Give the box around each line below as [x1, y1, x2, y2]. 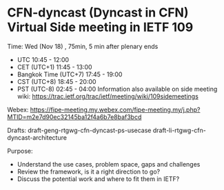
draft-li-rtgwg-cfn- [152, 126, 207, 134]
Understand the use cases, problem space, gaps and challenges [17, 160, 201, 168]
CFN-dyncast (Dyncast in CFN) [7, 5, 189, 21]
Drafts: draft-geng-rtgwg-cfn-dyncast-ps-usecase [7, 126, 152, 134]
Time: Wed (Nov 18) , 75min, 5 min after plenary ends [7, 42, 159, 50]
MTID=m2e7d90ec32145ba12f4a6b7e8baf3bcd [7, 112, 142, 121]
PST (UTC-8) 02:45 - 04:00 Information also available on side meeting [17, 85, 218, 93]
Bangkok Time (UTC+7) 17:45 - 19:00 [17, 70, 123, 78]
